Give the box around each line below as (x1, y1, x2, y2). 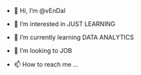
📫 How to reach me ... (13, 61, 78, 68)
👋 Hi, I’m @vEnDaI (13, 7, 66, 14)
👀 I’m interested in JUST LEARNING (13, 20, 116, 28)
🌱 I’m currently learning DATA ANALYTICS (13, 33, 134, 41)
